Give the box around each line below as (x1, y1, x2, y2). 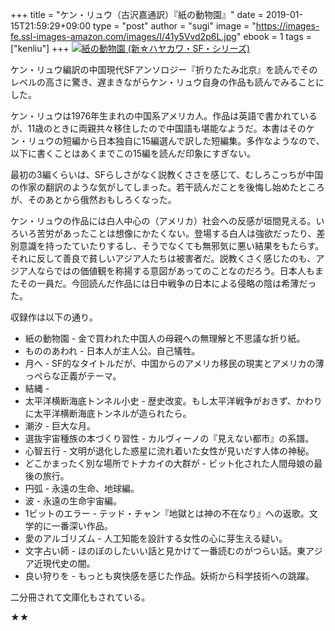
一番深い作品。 (51, 520, 113, 532)
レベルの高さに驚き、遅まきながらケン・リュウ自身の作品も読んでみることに (10, 76, 325, 88)
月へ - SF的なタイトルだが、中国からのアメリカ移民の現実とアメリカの (24, 358, 316, 369)
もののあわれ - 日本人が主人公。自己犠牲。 (24, 345, 201, 357)
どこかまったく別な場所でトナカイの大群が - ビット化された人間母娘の (24, 458, 315, 469)
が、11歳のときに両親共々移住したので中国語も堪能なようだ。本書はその (10, 123, 307, 134)
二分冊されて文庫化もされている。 (10, 591, 151, 603)
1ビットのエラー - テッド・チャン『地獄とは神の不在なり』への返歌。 (24, 508, 310, 519)
